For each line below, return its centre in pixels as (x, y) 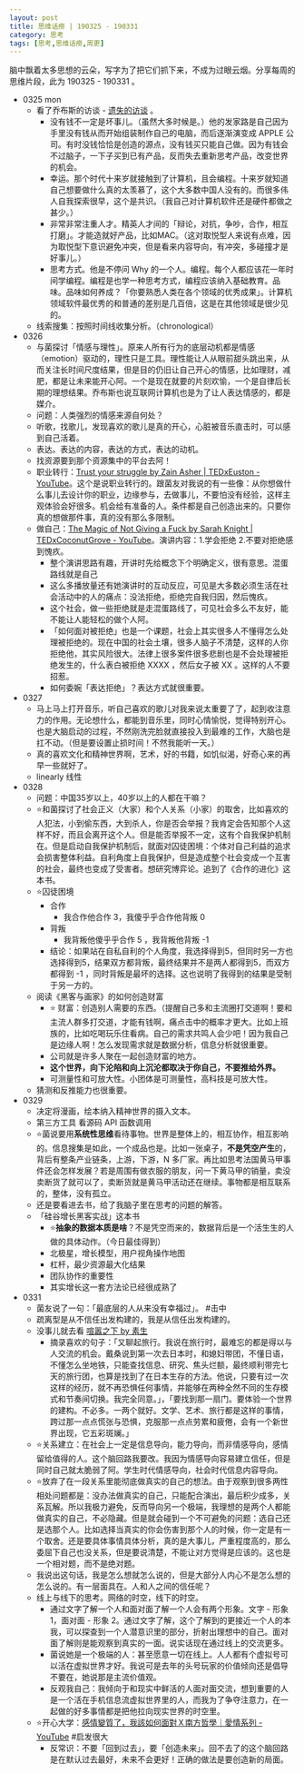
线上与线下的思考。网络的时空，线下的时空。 (120, 1598)
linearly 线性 (59, 777)
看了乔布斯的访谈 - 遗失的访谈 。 (97, 111)
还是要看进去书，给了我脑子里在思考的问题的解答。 (132, 1205)
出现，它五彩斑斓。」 (96, 1433)
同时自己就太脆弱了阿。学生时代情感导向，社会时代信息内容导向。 (159, 1470)
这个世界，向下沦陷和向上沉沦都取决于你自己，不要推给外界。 (165, 1067)
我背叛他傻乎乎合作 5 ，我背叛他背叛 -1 (136, 940)
